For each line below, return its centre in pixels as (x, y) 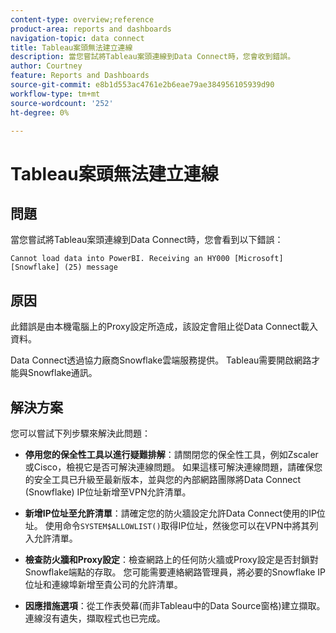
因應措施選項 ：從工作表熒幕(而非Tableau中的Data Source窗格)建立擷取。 (175, 605)
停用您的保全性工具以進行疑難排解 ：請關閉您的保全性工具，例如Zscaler (171, 454)
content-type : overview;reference (82, 19)
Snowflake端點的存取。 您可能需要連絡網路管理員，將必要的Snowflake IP (175, 572)
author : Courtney (46, 66)
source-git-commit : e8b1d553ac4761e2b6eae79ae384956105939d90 (142, 85)
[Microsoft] (258, 259)
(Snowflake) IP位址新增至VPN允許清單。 (108, 492)
